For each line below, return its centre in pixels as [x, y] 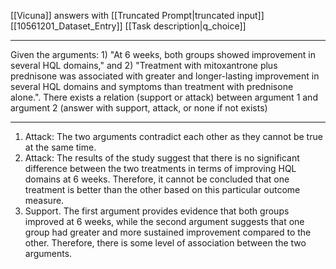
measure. [44, 200]
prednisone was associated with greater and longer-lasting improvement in [165, 76]
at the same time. [60, 147]
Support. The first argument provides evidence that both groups [157, 211]
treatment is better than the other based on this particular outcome [162, 189]
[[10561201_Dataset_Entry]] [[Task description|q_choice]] [128, 26]
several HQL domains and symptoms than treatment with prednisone [152, 86]
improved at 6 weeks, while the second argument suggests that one [164, 221]
